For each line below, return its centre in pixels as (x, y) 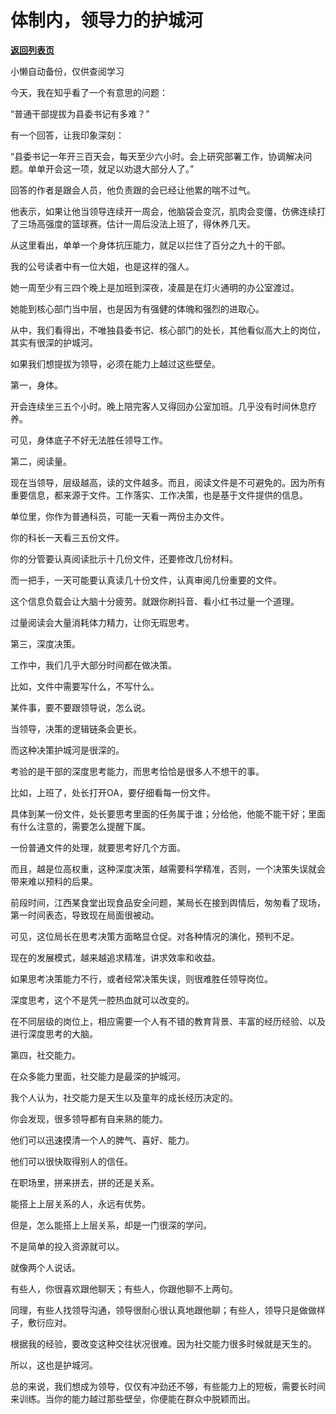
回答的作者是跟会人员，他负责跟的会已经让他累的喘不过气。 (133, 190)
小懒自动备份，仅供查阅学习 (67, 71)
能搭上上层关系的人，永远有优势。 (80, 1203)
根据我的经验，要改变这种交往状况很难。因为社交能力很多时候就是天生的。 (163, 1343)
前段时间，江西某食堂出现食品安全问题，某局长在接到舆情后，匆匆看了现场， (168, 902)
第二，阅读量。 (41, 461)
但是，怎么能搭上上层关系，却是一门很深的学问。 (111, 1225)
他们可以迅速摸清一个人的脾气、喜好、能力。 (102, 1140)
